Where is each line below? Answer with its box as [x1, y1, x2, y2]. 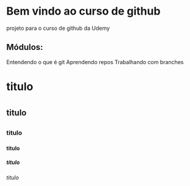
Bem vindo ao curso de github [6, 4, 161, 18]
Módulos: [6, 42, 44, 52]
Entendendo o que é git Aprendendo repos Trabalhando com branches [6, 58, 184, 65]
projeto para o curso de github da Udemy [6, 24, 110, 32]
